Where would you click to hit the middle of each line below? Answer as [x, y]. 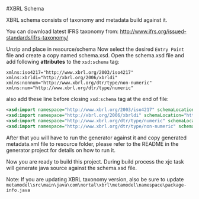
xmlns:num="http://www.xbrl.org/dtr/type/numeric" [70, 88]
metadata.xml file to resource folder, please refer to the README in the [92, 143]
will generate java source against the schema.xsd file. [72, 168]
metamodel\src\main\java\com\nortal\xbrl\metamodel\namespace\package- [96, 185]
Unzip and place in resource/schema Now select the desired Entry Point [95, 49]
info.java [18, 190]
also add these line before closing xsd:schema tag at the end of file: [87, 99]
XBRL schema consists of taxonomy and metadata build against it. [87, 20]
